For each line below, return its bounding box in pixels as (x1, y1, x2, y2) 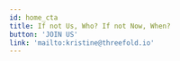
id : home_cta (9, 13, 58, 22)
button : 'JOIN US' (9, 30, 78, 39)
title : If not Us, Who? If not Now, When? (9, 22, 171, 30)
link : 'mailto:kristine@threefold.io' (9, 38, 155, 48)
